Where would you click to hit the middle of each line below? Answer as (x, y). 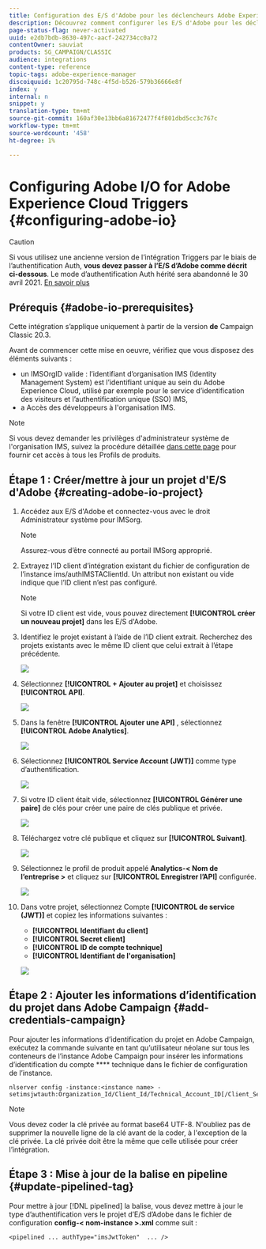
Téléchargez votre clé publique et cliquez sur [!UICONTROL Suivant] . (133, 838)
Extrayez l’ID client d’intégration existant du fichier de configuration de (135, 566)
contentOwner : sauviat (46, 45)
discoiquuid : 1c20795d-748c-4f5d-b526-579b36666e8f (96, 81)
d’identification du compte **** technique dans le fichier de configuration (128, 1064)
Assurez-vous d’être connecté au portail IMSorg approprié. (116, 551)
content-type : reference (50, 67)
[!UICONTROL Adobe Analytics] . (75, 731)
